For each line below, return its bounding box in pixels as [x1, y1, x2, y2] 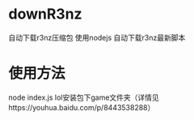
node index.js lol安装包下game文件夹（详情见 [8, 92, 159, 102]
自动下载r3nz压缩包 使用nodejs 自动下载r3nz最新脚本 [8, 32, 186, 42]
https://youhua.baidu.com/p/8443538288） [8, 102, 155, 112]
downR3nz [8, 5, 82, 24]
